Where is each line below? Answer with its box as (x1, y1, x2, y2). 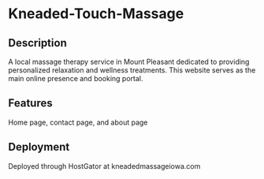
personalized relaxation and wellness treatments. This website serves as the (8, 65, 256, 75)
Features (8, 96, 53, 110)
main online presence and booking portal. (8, 74, 143, 83)
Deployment (8, 140, 70, 154)
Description (8, 36, 67, 50)
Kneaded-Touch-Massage (8, 5, 184, 23)
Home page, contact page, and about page (8, 117, 148, 127)
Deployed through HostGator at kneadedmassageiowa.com (8, 161, 201, 170)
